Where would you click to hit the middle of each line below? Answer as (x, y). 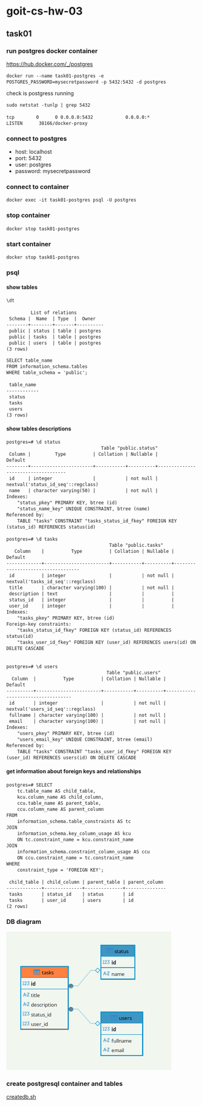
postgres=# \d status (34, 442)
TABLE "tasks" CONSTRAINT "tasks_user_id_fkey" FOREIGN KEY (94, 752)
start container (29, 244)
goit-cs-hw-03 (44, 11)
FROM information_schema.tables (47, 367)
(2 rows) (17, 906)
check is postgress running (40, 93)
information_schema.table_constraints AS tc (74, 821)
